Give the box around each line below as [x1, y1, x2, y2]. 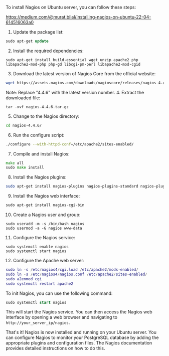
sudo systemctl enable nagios [6, 244, 69, 249]
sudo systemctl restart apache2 [6, 281, 73, 286]
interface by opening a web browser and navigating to [6, 314, 117, 320]
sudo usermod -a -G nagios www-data [6, 226, 82, 231]
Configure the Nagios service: [13, 235, 75, 240]
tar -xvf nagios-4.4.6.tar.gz [6, 104, 69, 109]
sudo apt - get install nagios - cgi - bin [6, 203, 85, 208]
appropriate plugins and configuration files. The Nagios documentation [6, 340, 152, 346]
